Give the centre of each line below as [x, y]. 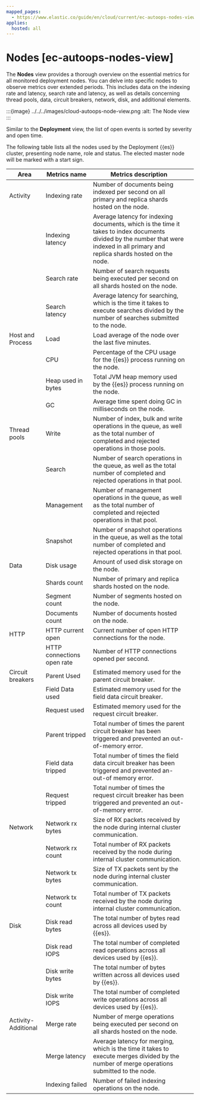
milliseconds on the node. [129, 409]
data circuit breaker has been [134, 763]
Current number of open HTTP [136, 631]
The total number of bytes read [136, 918]
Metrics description [139, 175]
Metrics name [67, 175]
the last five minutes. [122, 342]
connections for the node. [129, 638]
